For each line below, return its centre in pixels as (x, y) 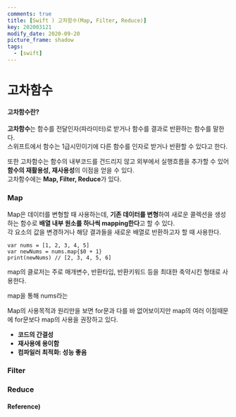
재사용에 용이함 (38, 343)
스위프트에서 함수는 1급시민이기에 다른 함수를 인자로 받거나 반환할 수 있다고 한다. (117, 146)
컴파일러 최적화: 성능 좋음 (52, 352)
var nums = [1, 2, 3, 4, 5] (49, 245)
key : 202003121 (30, 27)
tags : (15, 47)
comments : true (30, 14)
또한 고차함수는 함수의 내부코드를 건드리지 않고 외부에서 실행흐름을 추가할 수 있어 (118, 161)
